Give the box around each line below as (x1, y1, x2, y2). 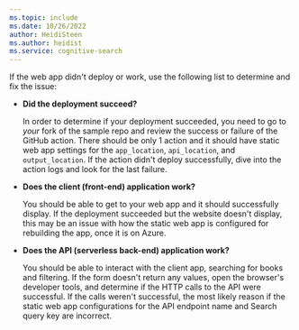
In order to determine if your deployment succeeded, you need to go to (22, 116, 286, 127)
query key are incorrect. (22, 310, 113, 321)
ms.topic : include (9, 13, 78, 23)
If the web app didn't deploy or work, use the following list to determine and (9, 71, 291, 82)
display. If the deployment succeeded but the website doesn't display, (22, 208, 283, 219)
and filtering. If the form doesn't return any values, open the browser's (22, 272, 285, 283)
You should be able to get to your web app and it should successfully (22, 199, 279, 210)
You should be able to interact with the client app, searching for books (22, 262, 284, 273)
